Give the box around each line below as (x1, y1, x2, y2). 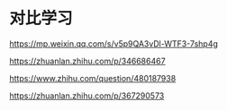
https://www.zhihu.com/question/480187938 (9, 72, 177, 83)
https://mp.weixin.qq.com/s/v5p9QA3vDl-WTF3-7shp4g (9, 38, 219, 49)
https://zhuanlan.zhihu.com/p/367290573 (9, 90, 165, 101)
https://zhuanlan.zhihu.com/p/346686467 (9, 55, 166, 66)
